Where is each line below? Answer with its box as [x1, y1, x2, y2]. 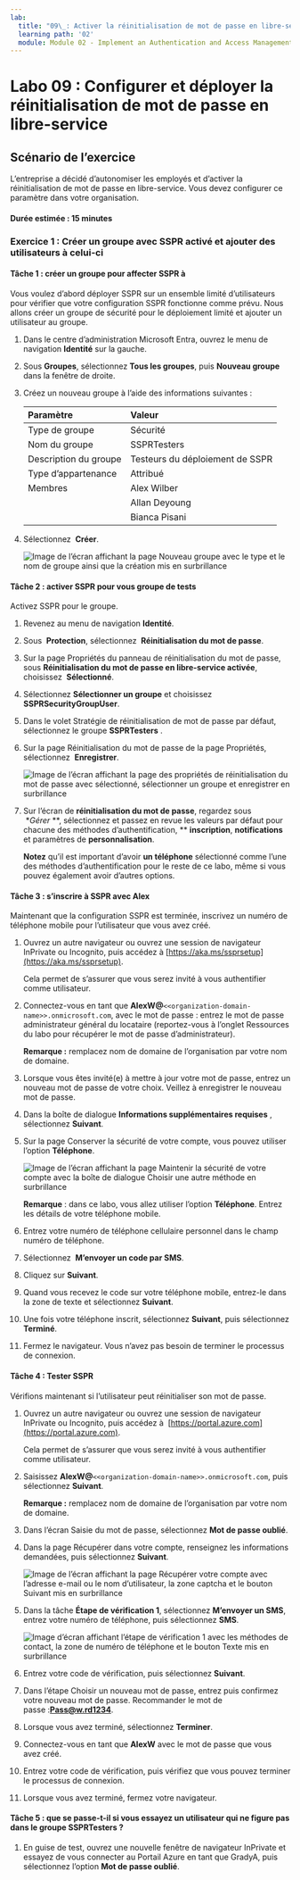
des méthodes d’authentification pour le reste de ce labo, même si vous [22, 861, 286, 871]
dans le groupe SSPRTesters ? [10, 1822, 124, 1833]
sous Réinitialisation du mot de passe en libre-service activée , [22, 662, 257, 673]
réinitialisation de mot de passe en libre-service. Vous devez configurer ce [10, 183, 283, 194]
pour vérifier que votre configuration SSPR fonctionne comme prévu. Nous [10, 297, 284, 308]
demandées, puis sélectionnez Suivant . [22, 1551, 169, 1562]
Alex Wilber [129, 481, 179, 494]
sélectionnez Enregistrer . [22, 752, 119, 763]
